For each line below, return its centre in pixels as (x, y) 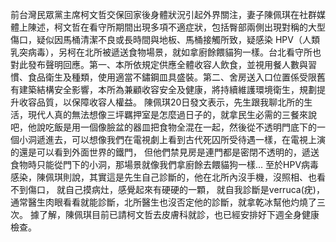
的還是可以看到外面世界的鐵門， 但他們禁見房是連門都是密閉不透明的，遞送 (165, 152)
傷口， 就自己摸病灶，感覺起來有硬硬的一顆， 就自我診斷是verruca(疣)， (176, 189)
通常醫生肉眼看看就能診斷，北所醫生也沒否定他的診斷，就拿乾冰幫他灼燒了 (163, 202)
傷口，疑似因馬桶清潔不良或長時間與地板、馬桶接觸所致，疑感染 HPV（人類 (165, 39)
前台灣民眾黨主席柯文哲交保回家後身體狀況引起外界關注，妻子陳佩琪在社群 (163, 14)
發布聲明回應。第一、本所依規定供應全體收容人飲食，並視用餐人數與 (167, 64)
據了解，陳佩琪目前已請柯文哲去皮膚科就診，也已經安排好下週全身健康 (174, 214)
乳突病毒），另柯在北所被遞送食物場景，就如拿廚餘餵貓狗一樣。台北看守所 (161, 52)
